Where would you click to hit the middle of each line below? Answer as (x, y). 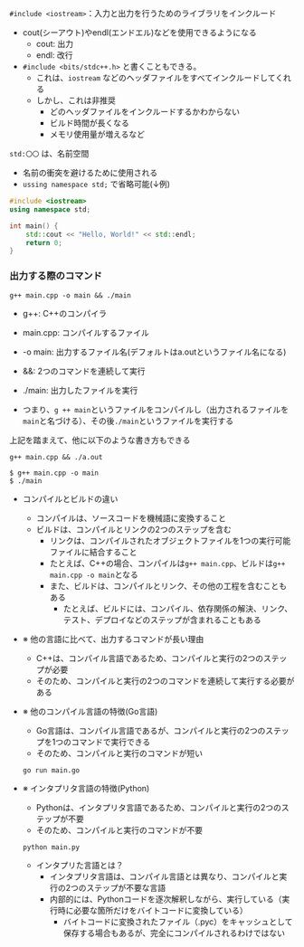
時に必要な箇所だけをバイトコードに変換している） (152, 910)
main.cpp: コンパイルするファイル (85, 332)
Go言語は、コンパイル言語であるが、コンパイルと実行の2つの (151, 730)
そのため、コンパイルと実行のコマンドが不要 (119, 829)
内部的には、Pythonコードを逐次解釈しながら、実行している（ (166, 899)
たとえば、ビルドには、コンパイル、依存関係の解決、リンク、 (177, 608)
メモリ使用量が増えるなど (97, 134)
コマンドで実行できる (111, 742)
